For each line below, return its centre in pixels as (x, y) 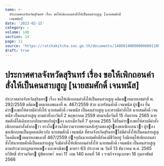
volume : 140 (17, 32)
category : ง (17, 28)
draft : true (17, 50)
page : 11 (14, 41)
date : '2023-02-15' (25, 23)
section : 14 (17, 37)
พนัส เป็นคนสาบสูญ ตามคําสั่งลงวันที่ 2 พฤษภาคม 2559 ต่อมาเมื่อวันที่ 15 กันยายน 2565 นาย (81, 116)
